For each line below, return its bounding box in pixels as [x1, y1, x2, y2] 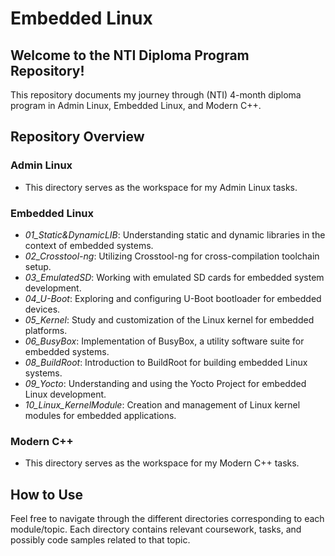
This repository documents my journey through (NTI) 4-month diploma [10, 89, 302, 101]
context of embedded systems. [24, 239, 154, 251]
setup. [24, 260, 52, 272]
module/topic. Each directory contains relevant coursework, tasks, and [10, 523, 302, 536]
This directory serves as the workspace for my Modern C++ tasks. [24, 457, 300, 469]
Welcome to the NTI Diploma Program [10, 47, 250, 64]
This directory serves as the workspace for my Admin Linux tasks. [24, 181, 298, 193]
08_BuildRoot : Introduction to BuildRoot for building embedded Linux [24, 356, 308, 368]
